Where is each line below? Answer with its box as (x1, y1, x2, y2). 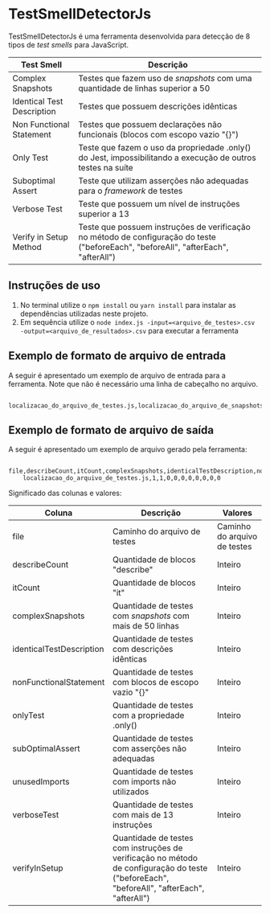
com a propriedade (112, 710, 185, 721)
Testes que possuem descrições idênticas (78, 100, 238, 112)
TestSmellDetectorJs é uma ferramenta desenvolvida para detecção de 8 (8, 31, 251, 41)
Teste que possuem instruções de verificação (78, 221, 251, 232)
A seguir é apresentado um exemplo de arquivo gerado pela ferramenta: (8, 445, 247, 454)
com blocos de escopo (112, 677, 199, 688)
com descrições (112, 644, 174, 655)
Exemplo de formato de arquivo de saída (8, 423, 215, 437)
